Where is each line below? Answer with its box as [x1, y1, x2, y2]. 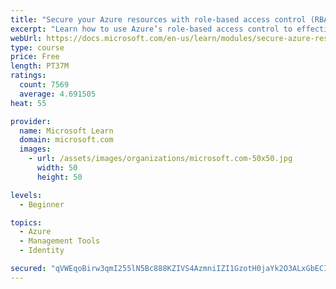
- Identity [19, 246, 65, 256]
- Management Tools [19, 236, 101, 246]
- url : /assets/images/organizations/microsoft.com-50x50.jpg [28, 154, 293, 164]
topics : [10, 217, 43, 228]
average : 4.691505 [19, 89, 97, 99]
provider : [10, 116, 52, 126]
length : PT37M [10, 61, 70, 71]
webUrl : [10, 33, 43, 43]
